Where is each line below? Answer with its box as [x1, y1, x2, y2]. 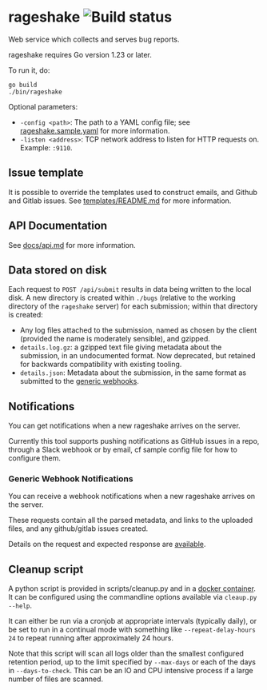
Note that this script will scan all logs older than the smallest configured [8, 648, 244, 659]
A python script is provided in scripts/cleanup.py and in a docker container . [8, 584, 256, 593]
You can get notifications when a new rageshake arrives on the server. [8, 421, 241, 431]
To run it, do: [8, 65, 50, 75]
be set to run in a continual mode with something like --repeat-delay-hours [8, 624, 256, 635]
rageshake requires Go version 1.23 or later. [8, 50, 152, 59]
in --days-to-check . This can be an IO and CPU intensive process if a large [8, 666, 253, 676]
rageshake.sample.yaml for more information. [19, 126, 170, 135]
